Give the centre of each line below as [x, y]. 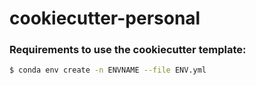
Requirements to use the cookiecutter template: [128, 50]
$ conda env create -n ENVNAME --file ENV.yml [108, 70]
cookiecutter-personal [105, 18]
